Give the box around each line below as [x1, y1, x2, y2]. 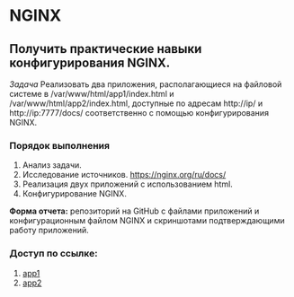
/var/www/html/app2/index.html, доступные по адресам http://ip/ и [9, 98, 263, 109]
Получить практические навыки [9, 41, 202, 57]
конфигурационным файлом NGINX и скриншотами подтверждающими [9, 215, 285, 226]
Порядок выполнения [9, 139, 111, 152]
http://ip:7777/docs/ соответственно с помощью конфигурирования [9, 108, 270, 118]
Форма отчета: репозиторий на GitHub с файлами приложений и [9, 205, 260, 216]
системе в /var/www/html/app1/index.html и [9, 89, 174, 99]
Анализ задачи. [22, 160, 83, 170]
